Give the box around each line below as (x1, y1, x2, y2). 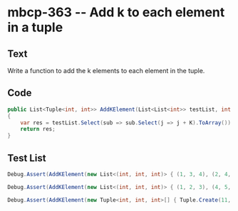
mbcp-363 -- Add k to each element (7, 4, 225, 21)
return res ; (20, 126, 56, 133)
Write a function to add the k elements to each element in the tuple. (7, 67, 205, 75)
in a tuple (7, 19, 63, 36)
